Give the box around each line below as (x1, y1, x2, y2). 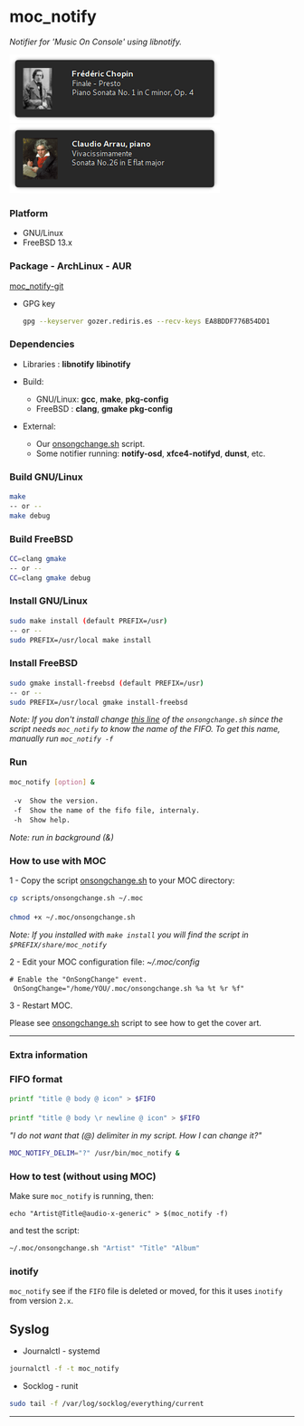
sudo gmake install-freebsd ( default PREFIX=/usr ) (9, 679, 204, 688)
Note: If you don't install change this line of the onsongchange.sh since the (9, 714, 283, 725)
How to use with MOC (9, 854, 107, 867)
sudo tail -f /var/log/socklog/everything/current (9, 1399, 204, 1408)
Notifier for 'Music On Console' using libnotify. (9, 36, 183, 47)
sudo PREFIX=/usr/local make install (9, 635, 152, 644)
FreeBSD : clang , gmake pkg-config (35, 403, 174, 414)
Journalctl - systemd (22, 1345, 100, 1356)
